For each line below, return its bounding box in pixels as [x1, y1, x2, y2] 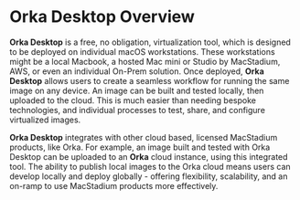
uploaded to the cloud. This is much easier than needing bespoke [9, 94, 256, 106]
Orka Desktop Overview [9, 6, 195, 27]
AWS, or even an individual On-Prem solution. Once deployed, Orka [9, 66, 265, 77]
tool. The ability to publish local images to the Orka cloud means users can [9, 161, 291, 172]
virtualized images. [9, 114, 81, 125]
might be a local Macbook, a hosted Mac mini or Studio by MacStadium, [9, 56, 281, 67]
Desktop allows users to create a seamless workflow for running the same [9, 75, 290, 86]
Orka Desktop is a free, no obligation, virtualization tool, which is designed [9, 37, 291, 47]
